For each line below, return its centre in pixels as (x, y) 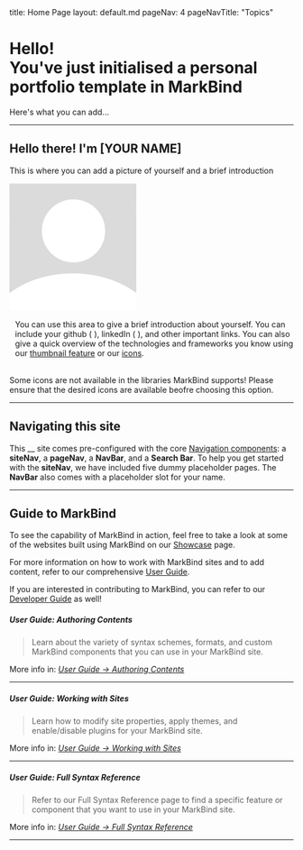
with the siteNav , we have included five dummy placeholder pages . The (143, 467)
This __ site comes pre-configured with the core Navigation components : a (148, 448)
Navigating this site (65, 427)
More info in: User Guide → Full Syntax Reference (101, 827)
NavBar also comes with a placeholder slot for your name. (117, 477)
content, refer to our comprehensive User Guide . (100, 572)
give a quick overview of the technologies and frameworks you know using (154, 343)
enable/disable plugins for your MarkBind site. (117, 731)
